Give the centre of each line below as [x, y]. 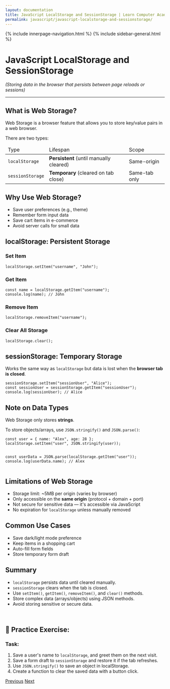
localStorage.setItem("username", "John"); [52, 267]
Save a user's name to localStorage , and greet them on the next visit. [85, 655]
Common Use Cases [38, 526]
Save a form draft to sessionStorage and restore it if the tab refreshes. [85, 661]
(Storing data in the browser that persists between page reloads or [75, 85]
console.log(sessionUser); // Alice [44, 392]
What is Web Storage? [41, 110]
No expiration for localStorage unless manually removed [71, 510]
